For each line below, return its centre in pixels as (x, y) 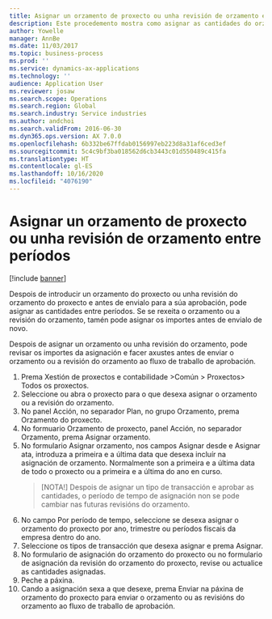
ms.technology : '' (40, 76)
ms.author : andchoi (42, 121)
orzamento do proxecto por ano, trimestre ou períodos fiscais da (128, 528)
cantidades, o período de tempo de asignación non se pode (140, 495)
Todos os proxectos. (55, 385)
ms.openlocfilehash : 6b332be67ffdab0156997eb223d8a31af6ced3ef (118, 144)
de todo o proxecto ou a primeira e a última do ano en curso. (121, 471)
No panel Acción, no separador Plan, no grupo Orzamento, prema (130, 411)
